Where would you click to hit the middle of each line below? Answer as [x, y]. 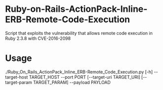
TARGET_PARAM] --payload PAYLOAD [72, 82]
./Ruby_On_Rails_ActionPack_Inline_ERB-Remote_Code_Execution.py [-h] [79, 72]
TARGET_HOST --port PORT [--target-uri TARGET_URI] [84, 77]
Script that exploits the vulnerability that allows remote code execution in [79, 33]
